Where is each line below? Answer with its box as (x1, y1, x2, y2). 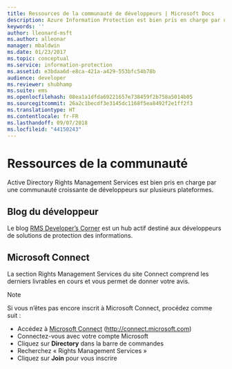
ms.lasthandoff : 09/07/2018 (7, 119, 88, 126)
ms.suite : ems (7, 87, 48, 94)
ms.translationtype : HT (7, 106, 76, 113)
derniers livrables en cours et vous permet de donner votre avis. (7, 277, 190, 285)
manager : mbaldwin (7, 42, 60, 49)
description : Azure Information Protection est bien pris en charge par (7, 17, 221, 23)
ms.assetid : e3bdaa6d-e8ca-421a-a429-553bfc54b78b (7, 68, 156, 75)
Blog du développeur (7, 205, 99, 218)
